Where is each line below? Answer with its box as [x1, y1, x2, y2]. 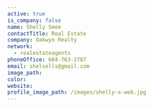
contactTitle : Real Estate [7, 30, 87, 37]
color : [7, 75, 27, 83]
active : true [7, 10, 46, 18]
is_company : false [7, 17, 61, 24]
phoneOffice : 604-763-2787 [7, 56, 87, 63]
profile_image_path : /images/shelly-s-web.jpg [7, 89, 147, 96]
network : [7, 43, 33, 50]
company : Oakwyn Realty [7, 37, 78, 44]
